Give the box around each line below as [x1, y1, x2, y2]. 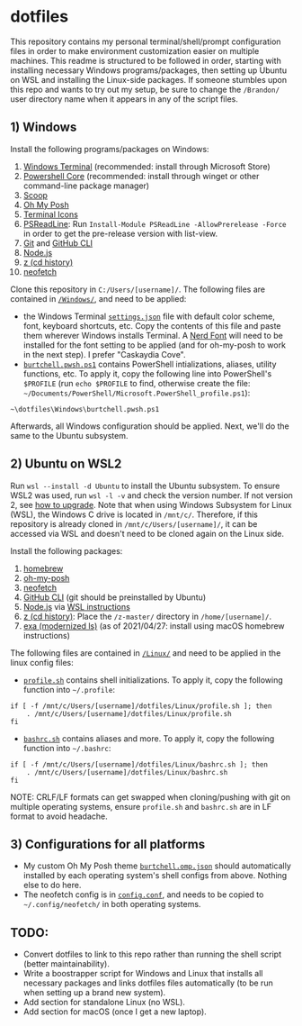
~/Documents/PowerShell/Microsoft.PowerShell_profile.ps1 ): [22, 387, 251, 398]
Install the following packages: [10, 545, 123, 556]
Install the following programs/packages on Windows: [10, 143, 209, 154]
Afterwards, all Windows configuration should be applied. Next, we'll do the [10, 421, 290, 431]
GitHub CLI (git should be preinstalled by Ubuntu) [22, 592, 207, 603]
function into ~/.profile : [22, 684, 116, 695]
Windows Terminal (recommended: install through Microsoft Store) [22, 160, 271, 172]
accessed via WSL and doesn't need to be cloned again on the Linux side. [10, 528, 285, 539]
